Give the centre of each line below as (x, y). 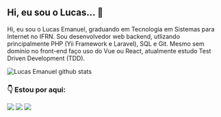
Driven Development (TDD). (46, 58)
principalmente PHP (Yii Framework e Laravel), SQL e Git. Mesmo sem (106, 43)
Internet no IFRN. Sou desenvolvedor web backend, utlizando (93, 36)
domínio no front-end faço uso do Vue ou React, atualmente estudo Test (109, 51)
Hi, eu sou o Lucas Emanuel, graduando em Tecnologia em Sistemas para (111, 29)
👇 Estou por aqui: (37, 90)
